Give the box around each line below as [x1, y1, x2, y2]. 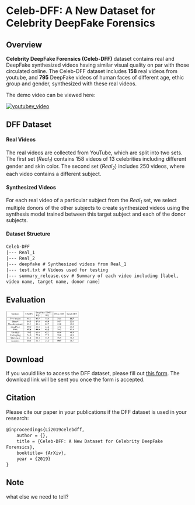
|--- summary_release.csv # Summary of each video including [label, [6, 273, 179, 279]
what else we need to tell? [6, 493, 69, 500]
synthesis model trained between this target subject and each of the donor [6, 210, 186, 217]
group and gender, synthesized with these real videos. [6, 80, 137, 87]
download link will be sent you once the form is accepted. [6, 376, 145, 383]
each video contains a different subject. [6, 171, 102, 178]
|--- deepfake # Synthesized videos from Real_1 [6, 261, 127, 267]
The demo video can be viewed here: [6, 92, 96, 98]
